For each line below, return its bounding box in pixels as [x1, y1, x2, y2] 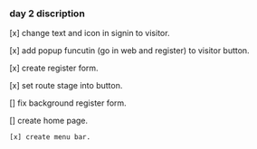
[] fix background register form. [9, 98, 127, 108]
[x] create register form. [9, 62, 99, 74]
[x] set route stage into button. [9, 80, 123, 91]
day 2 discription [9, 7, 86, 20]
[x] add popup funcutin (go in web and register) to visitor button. [9, 45, 251, 56]
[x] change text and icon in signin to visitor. [9, 28, 170, 39]
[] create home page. [9, 116, 89, 126]
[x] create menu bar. [9, 133, 91, 142]
